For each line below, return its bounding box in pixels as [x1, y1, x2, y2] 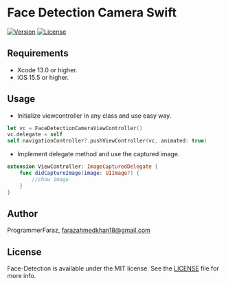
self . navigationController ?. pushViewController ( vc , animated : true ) [7, 138, 207, 145]
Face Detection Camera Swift [7, 5, 177, 21]
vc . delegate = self [7, 131, 63, 138]
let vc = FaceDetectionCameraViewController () [7, 125, 143, 131]
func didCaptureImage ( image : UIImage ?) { [19, 170, 139, 177]
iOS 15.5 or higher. [16, 73, 69, 81]
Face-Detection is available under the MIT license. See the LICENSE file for [7, 264, 220, 273]
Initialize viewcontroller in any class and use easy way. [16, 112, 172, 120]
